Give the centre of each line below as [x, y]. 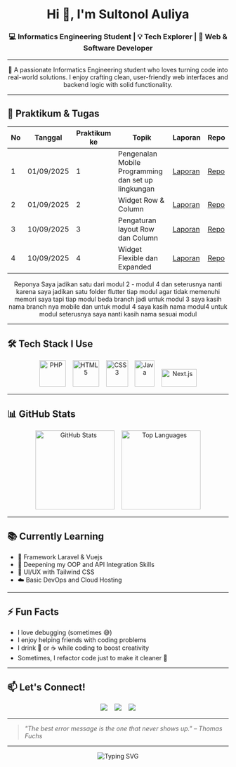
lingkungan [137, 189]
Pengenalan [138, 154]
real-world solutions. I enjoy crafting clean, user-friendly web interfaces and [118, 77]
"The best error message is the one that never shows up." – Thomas [123, 728]
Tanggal [48, 138]
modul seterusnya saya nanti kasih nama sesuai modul [118, 314]
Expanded [135, 267]
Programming [140, 171]
